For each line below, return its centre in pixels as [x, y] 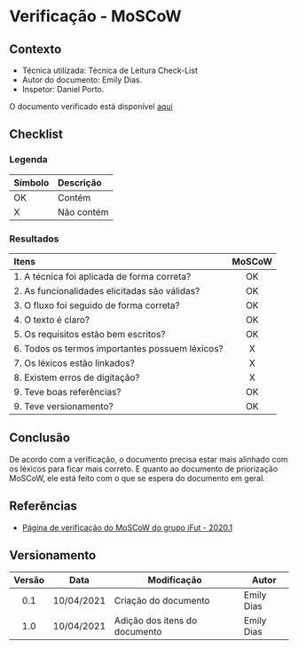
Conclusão [40, 438]
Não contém [83, 212]
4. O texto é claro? [52, 320]
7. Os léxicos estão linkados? [74, 363]
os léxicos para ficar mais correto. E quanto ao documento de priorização [144, 469]
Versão [29, 581]
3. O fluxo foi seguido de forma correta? [97, 305]
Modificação [175, 581]
